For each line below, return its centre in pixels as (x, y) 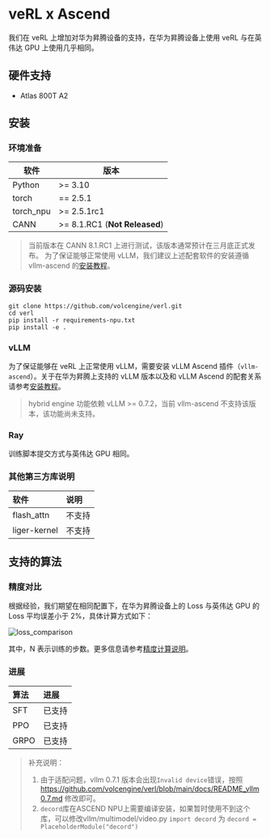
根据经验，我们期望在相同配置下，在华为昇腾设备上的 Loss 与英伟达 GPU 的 (134, 606)
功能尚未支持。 (74, 414)
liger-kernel (35, 530)
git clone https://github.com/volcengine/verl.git (95, 306)
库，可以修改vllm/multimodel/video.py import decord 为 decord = (148, 819)
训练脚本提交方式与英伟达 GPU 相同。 (71, 454)
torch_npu (32, 211)
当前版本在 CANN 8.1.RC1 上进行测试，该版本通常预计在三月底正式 (138, 245)
